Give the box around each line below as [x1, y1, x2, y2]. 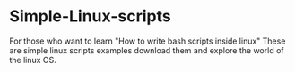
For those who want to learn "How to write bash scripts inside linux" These [9, 36, 286, 46]
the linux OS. [9, 54, 56, 65]
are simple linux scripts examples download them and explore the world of [9, 44, 284, 55]
